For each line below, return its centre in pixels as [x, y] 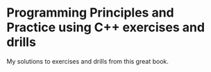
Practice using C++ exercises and [106, 27]
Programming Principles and [90, 13]
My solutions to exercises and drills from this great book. [88, 61]
